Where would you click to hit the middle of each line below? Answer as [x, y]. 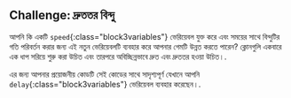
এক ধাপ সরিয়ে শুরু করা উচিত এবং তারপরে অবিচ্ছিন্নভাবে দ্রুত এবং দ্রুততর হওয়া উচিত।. [118, 57]
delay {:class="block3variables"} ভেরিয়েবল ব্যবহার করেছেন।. [105, 84]
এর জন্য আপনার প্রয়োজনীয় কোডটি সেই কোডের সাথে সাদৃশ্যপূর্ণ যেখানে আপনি [105, 74]
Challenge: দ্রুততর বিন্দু [62, 15]
